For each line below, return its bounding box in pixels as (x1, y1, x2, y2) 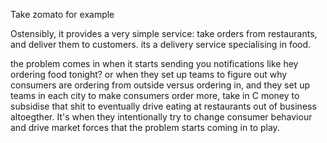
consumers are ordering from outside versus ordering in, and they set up (10, 79, 311, 91)
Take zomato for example (10, 9, 115, 20)
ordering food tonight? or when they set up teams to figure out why (10, 69, 288, 80)
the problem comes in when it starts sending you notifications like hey (10, 58, 299, 69)
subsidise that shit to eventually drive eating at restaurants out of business (10, 100, 317, 112)
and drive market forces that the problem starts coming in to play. (10, 122, 280, 133)
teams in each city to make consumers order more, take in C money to (10, 90, 300, 101)
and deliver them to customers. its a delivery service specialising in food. (10, 39, 312, 50)
